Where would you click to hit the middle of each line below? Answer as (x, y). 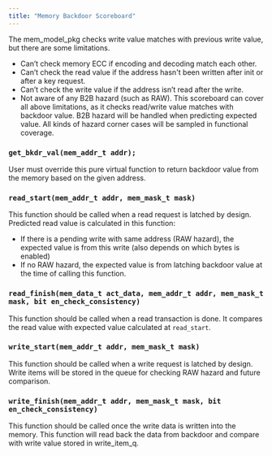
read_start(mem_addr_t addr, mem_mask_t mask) (102, 198)
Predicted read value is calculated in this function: (92, 224)
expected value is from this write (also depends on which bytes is (130, 248)
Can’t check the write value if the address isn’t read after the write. (132, 89)
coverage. (37, 132)
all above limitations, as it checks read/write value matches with (127, 106)
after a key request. (53, 80)
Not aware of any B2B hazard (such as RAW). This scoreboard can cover (142, 98)
